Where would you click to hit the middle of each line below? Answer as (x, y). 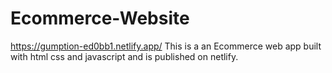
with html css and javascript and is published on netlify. (124, 56)
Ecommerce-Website (100, 18)
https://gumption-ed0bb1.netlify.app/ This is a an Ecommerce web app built (166, 46)
